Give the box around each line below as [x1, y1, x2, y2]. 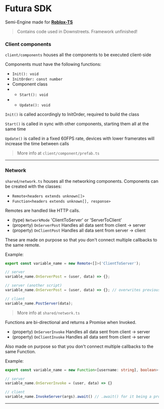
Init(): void [12, 72, 39, 77]
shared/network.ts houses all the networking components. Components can [5, 178, 159, 184]
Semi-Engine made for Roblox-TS [5, 19, 73, 25]
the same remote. [5, 242, 41, 248]
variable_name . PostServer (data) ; [5, 301, 73, 306]
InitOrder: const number [12, 77, 63, 82]
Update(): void [19, 103, 50, 108]
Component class [12, 81, 48, 87]
